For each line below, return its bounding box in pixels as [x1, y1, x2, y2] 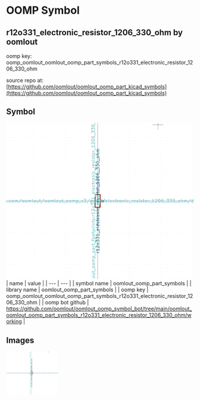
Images [6, 335, 35, 345]
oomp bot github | [45, 299, 89, 306]
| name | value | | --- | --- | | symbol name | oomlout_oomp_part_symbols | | [6, 280, 192, 287]
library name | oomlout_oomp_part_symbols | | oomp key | [6, 286, 149, 293]
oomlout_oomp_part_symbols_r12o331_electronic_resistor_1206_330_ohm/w [6, 312, 192, 319]
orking [6, 318, 22, 325]
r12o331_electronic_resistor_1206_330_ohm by [6, 27, 183, 38]
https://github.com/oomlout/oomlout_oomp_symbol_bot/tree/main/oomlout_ [6, 305, 192, 312]
